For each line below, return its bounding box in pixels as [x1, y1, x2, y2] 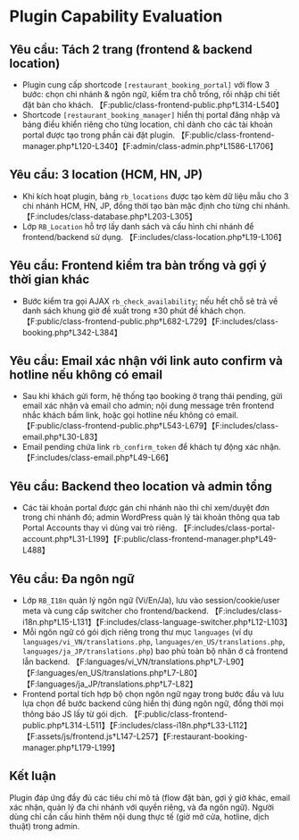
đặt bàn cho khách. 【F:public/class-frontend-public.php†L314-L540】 [21, 100, 284, 110]
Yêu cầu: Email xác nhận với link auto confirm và [9, 353, 283, 369]
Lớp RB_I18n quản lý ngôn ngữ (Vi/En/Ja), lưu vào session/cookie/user [21, 595, 280, 606]
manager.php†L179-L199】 [21, 743, 120, 753]
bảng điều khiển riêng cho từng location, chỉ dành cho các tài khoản [21, 119, 274, 129]
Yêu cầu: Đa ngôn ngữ [9, 571, 136, 586]
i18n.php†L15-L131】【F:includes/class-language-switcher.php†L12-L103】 [21, 617, 293, 628]
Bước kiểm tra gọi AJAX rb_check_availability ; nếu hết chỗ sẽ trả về [21, 295, 278, 306]
